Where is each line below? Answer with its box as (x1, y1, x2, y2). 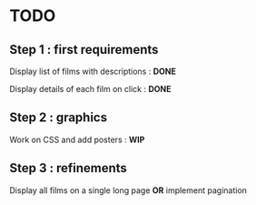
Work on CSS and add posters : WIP (9, 134, 145, 145)
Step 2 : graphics (9, 110, 107, 126)
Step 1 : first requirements (9, 42, 159, 57)
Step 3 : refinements (9, 160, 127, 176)
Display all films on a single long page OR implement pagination (9, 184, 248, 196)
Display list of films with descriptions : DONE (9, 66, 177, 77)
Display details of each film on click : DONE (9, 84, 172, 94)
